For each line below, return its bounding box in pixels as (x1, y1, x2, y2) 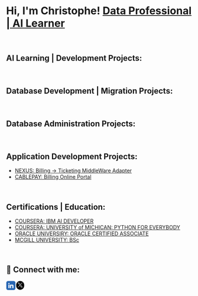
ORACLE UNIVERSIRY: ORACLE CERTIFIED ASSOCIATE (14, 230, 149, 237)
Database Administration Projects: (6, 119, 136, 129)
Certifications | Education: (6, 202, 106, 212)
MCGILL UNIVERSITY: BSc (14, 236, 80, 243)
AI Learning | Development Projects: (6, 53, 142, 63)
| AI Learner (6, 17, 65, 30)
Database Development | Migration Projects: (6, 86, 173, 96)
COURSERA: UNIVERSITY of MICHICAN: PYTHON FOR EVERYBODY (14, 224, 180, 231)
